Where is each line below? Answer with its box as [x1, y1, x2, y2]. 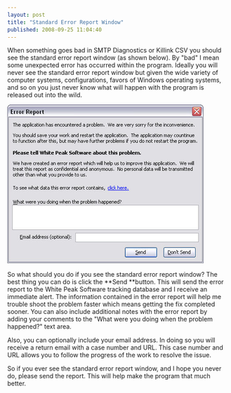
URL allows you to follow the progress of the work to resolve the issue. [7, 351, 212, 359]
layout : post [7, 11, 46, 18]
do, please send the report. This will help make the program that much [7, 372, 211, 380]
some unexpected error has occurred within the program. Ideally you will [7, 61, 218, 69]
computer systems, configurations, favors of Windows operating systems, [7, 76, 222, 84]
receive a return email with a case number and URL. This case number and [7, 343, 223, 352]
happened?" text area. [7, 322, 72, 331]
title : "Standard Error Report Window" [7, 18, 124, 26]
